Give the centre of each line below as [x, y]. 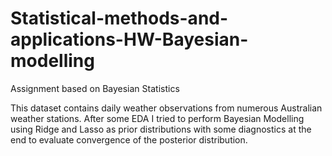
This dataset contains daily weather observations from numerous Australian [166, 108]
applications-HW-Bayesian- [129, 39]
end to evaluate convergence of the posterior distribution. [129, 139]
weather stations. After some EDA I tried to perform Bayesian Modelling [157, 118]
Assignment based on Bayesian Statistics [95, 88]
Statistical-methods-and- [119, 18]
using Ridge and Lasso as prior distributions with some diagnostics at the [161, 129]
